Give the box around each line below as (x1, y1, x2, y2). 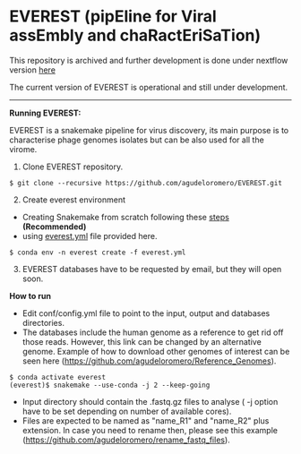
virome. (9, 143, 38, 154)
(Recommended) (21, 221, 87, 232)
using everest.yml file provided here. (21, 230, 158, 241)
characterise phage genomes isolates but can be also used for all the (9, 134, 264, 145)
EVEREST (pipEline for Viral (9, 6, 217, 27)
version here (9, 64, 56, 75)
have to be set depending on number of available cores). (21, 406, 232, 416)
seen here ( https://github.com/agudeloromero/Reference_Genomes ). (21, 355, 277, 366)
